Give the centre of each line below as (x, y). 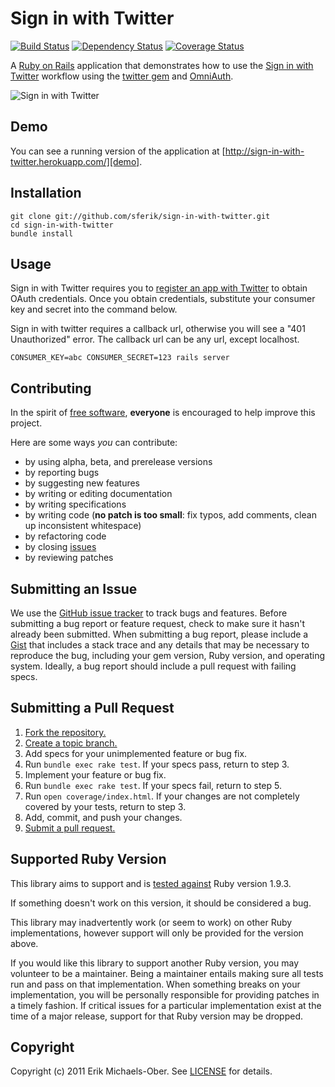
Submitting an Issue (74, 588)
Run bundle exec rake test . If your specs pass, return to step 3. (157, 764)
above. (24, 943)
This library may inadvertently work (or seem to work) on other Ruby (151, 922)
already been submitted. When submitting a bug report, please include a (159, 634)
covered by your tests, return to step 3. (105, 806)
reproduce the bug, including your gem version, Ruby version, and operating (168, 655)
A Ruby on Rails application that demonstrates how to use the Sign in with (162, 65)
